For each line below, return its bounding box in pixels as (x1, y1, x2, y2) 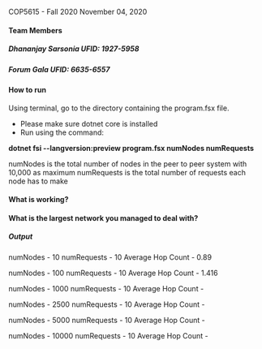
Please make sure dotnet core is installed (19, 118, 158, 128)
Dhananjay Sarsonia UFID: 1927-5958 (8, 44, 140, 54)
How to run (8, 84, 47, 94)
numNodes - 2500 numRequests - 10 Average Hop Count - (8, 299, 205, 309)
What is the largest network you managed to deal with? (8, 213, 199, 222)
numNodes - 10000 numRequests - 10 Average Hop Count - (8, 330, 208, 340)
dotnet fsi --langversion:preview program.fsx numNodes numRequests (8, 143, 254, 153)
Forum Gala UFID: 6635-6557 (8, 64, 110, 74)
